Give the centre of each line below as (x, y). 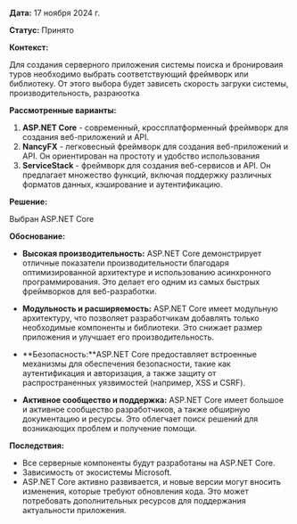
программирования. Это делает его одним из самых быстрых (141, 282)
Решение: (29, 201)
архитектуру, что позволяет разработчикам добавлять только (141, 318)
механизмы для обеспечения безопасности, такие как (127, 364)
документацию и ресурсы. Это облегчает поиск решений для (140, 419)
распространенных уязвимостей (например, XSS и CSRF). (134, 383)
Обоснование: (37, 236)
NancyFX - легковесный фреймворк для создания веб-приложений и (155, 147)
